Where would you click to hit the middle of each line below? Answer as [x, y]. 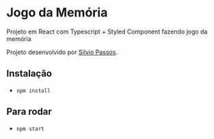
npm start [30, 129]
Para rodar [29, 112]
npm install [33, 90]
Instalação [29, 74]
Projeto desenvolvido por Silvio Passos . [62, 52]
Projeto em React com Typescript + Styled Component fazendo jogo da [107, 31]
